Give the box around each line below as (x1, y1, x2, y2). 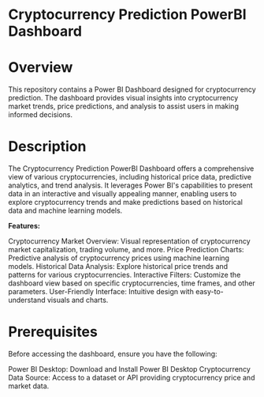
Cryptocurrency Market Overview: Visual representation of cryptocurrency (8, 236, 251, 246)
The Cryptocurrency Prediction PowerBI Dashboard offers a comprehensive (8, 164, 255, 173)
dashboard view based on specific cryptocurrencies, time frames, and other (8, 278, 256, 288)
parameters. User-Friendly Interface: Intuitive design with (8, 287, 195, 297)
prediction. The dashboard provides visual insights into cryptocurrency (8, 93, 239, 103)
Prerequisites (8, 323, 99, 341)
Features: (8, 221, 41, 231)
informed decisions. (8, 110, 73, 119)
